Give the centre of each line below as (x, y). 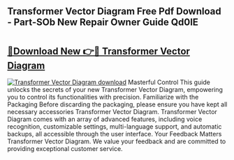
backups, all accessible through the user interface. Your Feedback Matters (115, 134)
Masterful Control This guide (169, 82)
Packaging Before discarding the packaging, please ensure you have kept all (117, 104)
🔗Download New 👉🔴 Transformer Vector (99, 51)
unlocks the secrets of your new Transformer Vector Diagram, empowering (115, 89)
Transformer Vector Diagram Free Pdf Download (114, 11)
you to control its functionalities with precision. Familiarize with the (103, 97)
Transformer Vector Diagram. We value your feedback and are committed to (117, 141)
